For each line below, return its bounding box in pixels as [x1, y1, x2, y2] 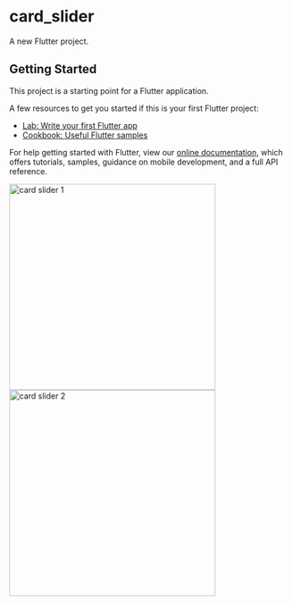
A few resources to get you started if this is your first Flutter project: [9, 103, 259, 113]
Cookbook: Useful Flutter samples [21, 130, 148, 140]
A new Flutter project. [9, 36, 89, 46]
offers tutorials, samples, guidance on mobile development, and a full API [9, 156, 279, 167]
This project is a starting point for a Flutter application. [9, 85, 209, 96]
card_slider [9, 6, 95, 27]
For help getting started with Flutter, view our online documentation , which [9, 147, 284, 157]
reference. [9, 165, 47, 176]
